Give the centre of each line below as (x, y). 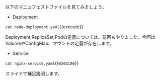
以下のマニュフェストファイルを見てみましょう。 (56, 7)
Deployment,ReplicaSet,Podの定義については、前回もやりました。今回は (80, 37)
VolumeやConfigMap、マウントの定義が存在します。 (60, 43)
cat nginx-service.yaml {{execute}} (42, 63)
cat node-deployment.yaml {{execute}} (44, 27)
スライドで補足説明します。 (34, 73)
